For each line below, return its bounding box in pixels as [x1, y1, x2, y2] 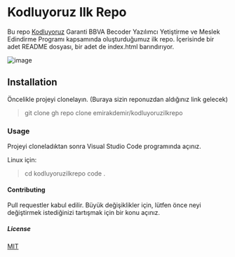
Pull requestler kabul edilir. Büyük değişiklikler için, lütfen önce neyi [7, 201, 201, 209]
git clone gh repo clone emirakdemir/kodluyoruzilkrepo [24, 108, 183, 117]
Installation [7, 77, 58, 88]
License [7, 224, 32, 232]
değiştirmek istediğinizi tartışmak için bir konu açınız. [7, 209, 160, 217]
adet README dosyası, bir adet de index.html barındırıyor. [7, 42, 175, 51]
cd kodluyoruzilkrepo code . [24, 169, 106, 178]
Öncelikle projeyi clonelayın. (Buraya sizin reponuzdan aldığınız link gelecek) [7, 95, 228, 103]
